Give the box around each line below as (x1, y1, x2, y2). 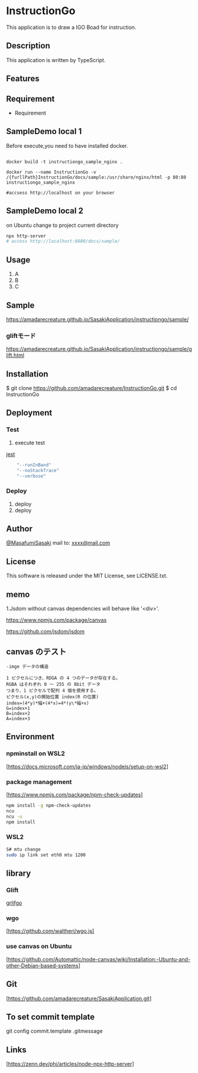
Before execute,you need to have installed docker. (6, 142, 128, 149)
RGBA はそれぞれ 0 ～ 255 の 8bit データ (6, 681, 100, 687)
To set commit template (6, 1012, 95, 1022)
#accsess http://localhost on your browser (6, 190, 115, 196)
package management (6, 778, 72, 786)
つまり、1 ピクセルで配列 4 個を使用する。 (6, 687, 99, 694)
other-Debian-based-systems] (6, 962, 81, 969)
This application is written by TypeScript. (6, 56, 106, 63)
